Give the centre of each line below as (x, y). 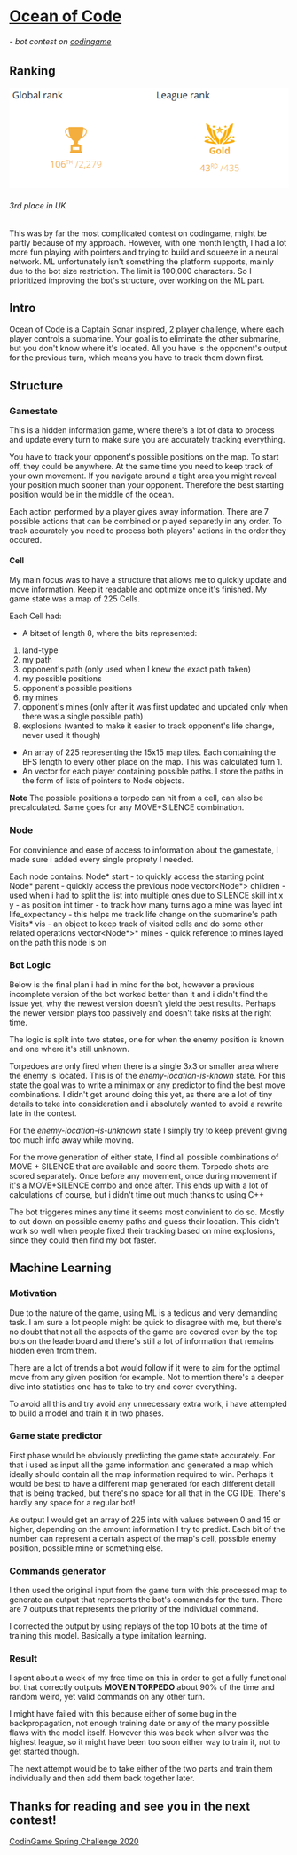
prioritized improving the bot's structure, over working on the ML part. (137, 280)
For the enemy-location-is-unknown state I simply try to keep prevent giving (148, 1130)
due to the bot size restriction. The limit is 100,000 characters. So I (130, 271)
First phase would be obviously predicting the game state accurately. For (142, 1455)
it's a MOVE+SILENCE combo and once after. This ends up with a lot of (139, 1185)
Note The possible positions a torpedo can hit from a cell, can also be (137, 798)
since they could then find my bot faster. (83, 1240)
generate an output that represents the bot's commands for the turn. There (146, 1600)
